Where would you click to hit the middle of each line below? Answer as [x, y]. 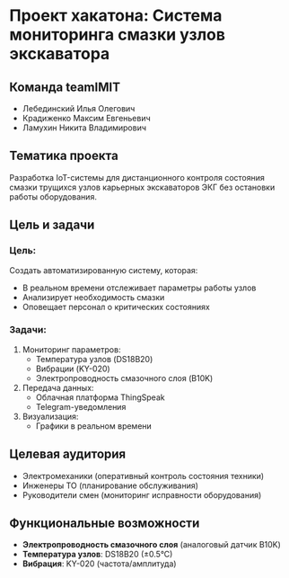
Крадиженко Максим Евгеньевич [86, 118]
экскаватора [60, 54]
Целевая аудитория [68, 454]
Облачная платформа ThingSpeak [100, 397]
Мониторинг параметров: [71, 349]
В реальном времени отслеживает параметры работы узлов [139, 288]
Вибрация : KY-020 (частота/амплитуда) [99, 564]
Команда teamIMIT [65, 87]
